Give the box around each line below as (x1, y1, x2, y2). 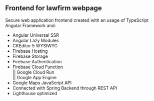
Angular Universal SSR (12, 32, 59, 38)
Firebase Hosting (12, 48, 48, 54)
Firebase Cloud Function (12, 64, 63, 70)
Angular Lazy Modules (12, 37, 59, 43)
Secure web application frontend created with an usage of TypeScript (5, 17, 149, 23)
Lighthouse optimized (12, 90, 57, 96)
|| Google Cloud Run (12, 69, 54, 75)
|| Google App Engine (12, 74, 57, 80)
